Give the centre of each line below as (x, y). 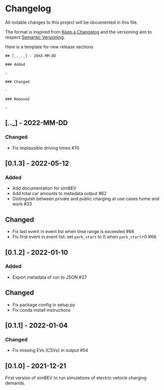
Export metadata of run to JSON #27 (50, 277)
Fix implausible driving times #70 (46, 148)
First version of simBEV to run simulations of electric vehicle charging (76, 378)
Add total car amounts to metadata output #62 (60, 194)
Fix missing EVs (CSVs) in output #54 (50, 350)
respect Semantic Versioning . (35, 37)
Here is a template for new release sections (49, 47)
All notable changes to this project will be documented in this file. (72, 22)
